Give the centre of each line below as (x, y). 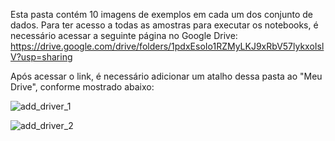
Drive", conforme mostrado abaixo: (82, 87)
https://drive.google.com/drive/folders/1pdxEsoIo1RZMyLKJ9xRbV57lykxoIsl (167, 46)
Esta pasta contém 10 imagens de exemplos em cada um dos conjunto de (162, 14)
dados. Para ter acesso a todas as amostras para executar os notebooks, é (164, 25)
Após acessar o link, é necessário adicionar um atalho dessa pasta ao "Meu (166, 76)
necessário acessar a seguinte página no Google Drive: (124, 35)
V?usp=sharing (41, 57)
